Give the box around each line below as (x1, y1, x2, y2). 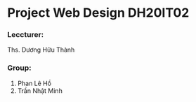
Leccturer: (7, 30, 44, 40)
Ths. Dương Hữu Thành (7, 45, 75, 54)
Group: (7, 63, 32, 73)
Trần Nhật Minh (17, 86, 63, 95)
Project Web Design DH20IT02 (7, 5, 190, 21)
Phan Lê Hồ (17, 79, 51, 87)
